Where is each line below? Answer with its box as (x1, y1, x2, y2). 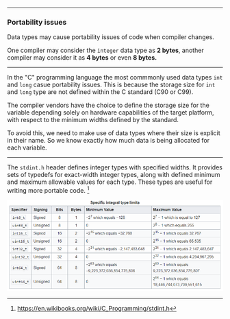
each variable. (7, 143, 47, 152)
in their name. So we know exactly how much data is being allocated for (7, 137, 210, 145)
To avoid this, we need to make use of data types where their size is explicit (7, 129, 220, 137)
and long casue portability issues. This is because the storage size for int (7, 80, 216, 89)
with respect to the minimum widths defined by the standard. (7, 116, 179, 124)
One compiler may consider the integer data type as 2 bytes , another (7, 46, 204, 55)
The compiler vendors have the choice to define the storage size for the (7, 101, 210, 110)
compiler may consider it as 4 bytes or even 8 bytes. (7, 54, 157, 62)
